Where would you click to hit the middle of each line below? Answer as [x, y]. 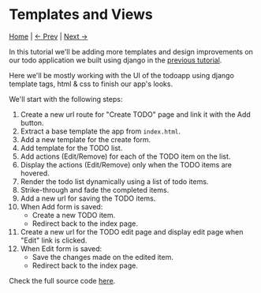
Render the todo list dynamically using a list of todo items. [114, 181]
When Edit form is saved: [61, 248]
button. [32, 122]
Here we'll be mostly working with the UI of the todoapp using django [122, 75]
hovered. [35, 173]
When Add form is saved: [62, 206]
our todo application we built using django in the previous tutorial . [116, 60]
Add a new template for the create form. [86, 139]
